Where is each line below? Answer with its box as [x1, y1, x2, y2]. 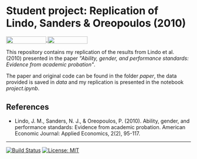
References [6, 102, 49, 112]
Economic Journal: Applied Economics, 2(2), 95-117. [14, 130, 141, 137]
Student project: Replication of [6, 4, 159, 18]
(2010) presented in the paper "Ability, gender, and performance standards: [6, 55, 189, 62]
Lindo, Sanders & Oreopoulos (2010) [6, 16, 186, 30]
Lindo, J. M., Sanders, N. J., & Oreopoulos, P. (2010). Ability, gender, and [14, 117, 190, 124]
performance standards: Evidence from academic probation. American [14, 123, 186, 130]
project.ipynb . [6, 85, 40, 92]
